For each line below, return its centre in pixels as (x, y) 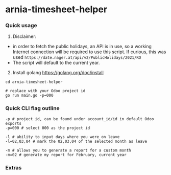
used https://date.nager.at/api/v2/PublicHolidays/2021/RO (77, 57)
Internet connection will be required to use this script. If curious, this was (89, 52)
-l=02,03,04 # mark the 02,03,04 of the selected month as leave (76, 141)
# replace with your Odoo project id (45, 91)
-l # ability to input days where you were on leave (63, 137)
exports (14, 123)
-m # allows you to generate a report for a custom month (68, 150)
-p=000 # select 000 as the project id (48, 128)
